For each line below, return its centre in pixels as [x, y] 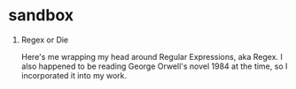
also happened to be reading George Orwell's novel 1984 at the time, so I [154, 66]
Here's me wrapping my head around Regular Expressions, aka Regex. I [152, 56]
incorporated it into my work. [74, 75]
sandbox [41, 15]
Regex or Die [45, 40]
